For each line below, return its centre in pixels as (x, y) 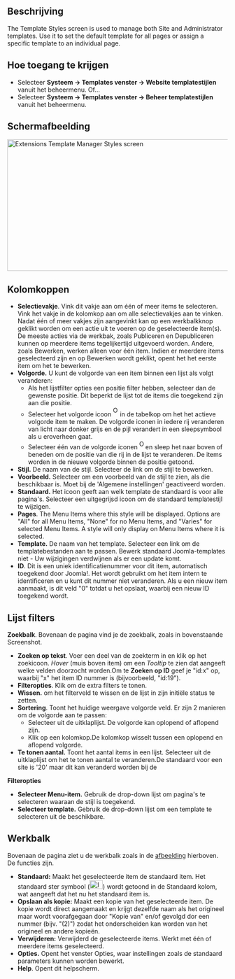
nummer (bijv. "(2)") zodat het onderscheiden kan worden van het (112, 924)
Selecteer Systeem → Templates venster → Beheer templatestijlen (115, 97)
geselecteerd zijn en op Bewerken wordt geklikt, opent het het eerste (117, 358)
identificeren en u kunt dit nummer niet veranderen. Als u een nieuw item (122, 581)
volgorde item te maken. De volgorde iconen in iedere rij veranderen (126, 422)
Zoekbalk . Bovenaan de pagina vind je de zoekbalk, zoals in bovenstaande (115, 635)
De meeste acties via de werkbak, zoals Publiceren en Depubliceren (115, 336)
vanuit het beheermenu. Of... (58, 90)
